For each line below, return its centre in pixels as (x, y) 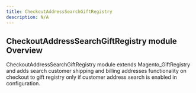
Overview (25, 50)
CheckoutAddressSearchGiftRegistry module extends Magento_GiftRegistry (98, 65)
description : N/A (28, 17)
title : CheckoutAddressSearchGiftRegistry (59, 12)
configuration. (23, 84)
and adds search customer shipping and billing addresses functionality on (96, 71)
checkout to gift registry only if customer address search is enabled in (92, 77)
